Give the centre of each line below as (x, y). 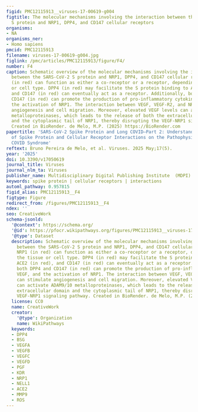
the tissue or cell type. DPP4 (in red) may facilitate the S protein (105, 258)
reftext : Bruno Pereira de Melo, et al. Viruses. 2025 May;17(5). (89, 148)
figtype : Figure (26, 198)
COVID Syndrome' (31, 143)
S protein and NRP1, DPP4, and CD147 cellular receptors (83, 22)
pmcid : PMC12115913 (30, 50)
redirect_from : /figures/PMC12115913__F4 (58, 203)
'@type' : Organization (44, 318)
